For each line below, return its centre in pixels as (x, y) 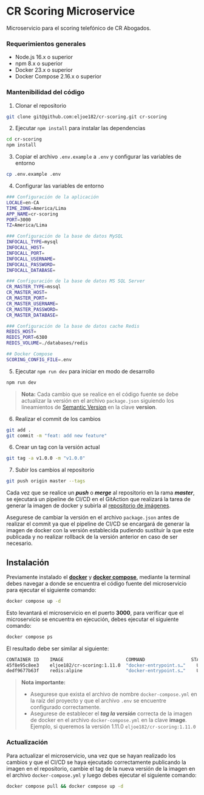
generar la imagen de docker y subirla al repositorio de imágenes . (89, 505)
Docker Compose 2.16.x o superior (58, 77)
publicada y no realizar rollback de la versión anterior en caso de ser (92, 537)
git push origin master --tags (46, 481)
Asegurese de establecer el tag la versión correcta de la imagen (111, 713)
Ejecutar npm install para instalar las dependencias (80, 128)
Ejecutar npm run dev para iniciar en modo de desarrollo (85, 371)
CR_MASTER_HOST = (27, 293)
